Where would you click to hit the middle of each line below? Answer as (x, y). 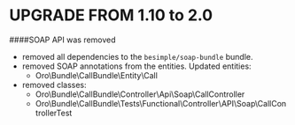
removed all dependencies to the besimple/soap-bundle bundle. (137, 56)
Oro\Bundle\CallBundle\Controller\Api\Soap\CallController (140, 94)
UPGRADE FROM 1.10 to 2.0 (111, 15)
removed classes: (54, 85)
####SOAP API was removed (63, 40)
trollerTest (54, 113)
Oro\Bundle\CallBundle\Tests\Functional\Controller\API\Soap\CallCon (161, 103)
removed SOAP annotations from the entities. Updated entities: (136, 66)
